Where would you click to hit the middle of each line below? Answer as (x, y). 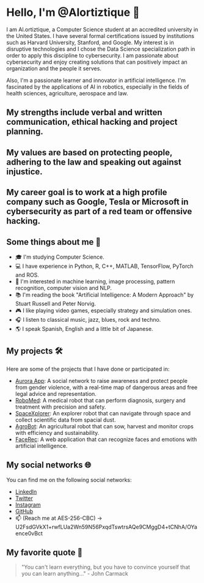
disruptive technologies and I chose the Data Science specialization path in (101, 49)
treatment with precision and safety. (60, 407)
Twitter (24, 498)
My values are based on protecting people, (89, 152)
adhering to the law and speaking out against (94, 162)
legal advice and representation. (56, 393)
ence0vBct (29, 533)
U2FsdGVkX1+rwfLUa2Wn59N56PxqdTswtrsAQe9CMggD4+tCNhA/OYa (106, 527)
